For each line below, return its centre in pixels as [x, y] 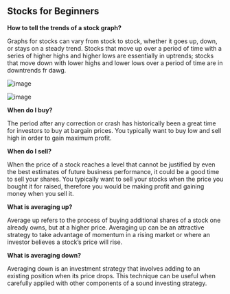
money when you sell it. [41, 193]
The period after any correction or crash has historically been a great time [112, 123]
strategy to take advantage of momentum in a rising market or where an [109, 234]
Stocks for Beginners [53, 11]
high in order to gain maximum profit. [59, 138]
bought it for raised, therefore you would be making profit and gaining [106, 186]
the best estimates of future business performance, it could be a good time [113, 171]
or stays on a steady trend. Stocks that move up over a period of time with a [114, 48]
